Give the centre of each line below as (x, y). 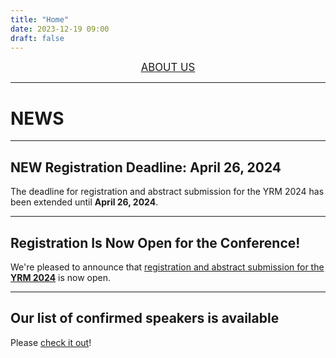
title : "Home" (40, 19)
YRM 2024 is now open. (61, 277)
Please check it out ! (51, 342)
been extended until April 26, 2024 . (84, 202)
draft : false (37, 38)
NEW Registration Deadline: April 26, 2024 (146, 167)
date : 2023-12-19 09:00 (60, 29)
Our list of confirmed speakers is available (145, 318)
